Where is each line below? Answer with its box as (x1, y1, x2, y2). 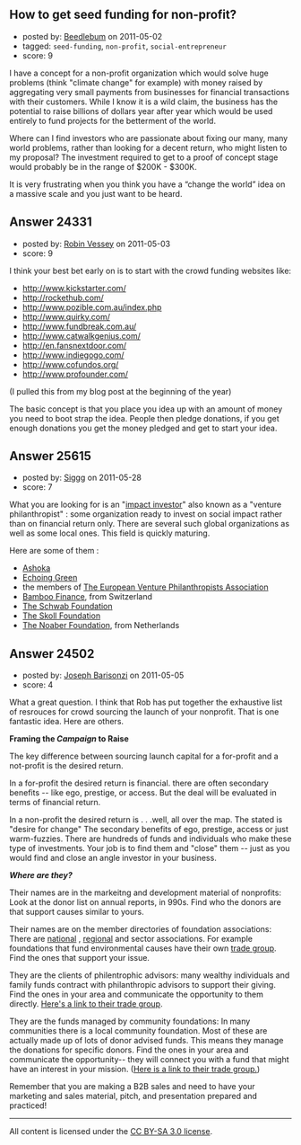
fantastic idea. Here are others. (9, 716, 124, 727)
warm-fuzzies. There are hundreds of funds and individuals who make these (9, 833, 292, 844)
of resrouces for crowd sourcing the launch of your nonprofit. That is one (9, 706, 279, 717)
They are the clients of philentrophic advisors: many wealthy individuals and (9, 970, 290, 981)
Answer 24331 (9, 215, 92, 230)
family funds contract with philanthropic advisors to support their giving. (9, 980, 276, 990)
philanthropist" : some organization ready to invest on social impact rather (9, 509, 282, 519)
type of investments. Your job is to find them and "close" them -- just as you (9, 843, 290, 854)
